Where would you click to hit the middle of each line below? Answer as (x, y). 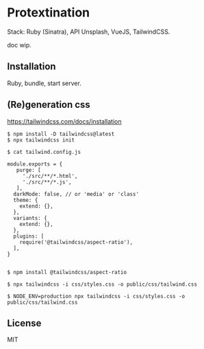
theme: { (26, 200)
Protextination (49, 13)
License (24, 323)
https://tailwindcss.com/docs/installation (64, 121)
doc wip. (20, 45)
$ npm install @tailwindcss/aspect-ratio (67, 272)
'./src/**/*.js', (47, 182)
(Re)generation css (49, 105)
